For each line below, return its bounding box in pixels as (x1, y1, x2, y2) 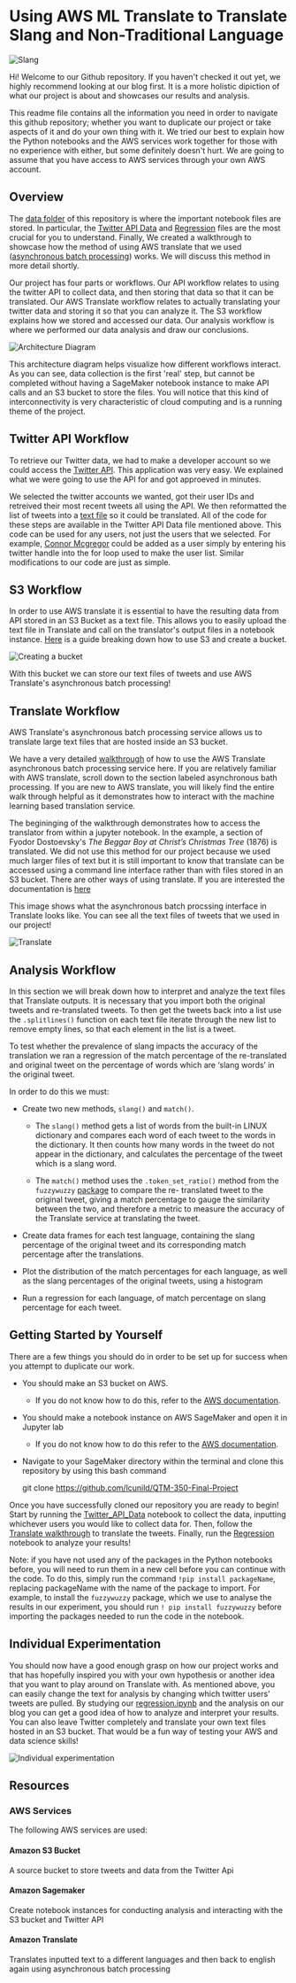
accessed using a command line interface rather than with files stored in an (9, 865, 284, 876)
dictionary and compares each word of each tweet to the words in (34, 1130, 276, 1140)
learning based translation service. (9, 801, 135, 811)
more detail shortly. (9, 259, 80, 271)
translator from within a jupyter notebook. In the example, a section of (9, 827, 263, 838)
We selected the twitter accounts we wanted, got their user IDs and (9, 491, 254, 501)
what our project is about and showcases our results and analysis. (9, 90, 250, 101)
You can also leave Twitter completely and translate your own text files (9, 1716, 267, 1727)
